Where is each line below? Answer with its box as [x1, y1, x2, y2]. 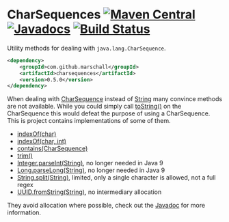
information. [7, 208, 42, 217]
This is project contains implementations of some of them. [7, 117, 171, 125]
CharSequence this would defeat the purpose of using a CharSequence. [7, 109, 211, 117]
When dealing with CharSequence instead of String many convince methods [7, 95, 223, 103]
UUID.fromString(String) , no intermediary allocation [16, 188, 162, 196]
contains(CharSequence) [16, 144, 88, 153]
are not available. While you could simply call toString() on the [7, 102, 182, 111]
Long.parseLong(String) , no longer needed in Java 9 [16, 166, 165, 174]
